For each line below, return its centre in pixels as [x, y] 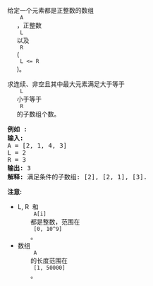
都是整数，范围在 [55, 222]
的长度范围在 [49, 261]
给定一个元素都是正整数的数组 [50, 10]
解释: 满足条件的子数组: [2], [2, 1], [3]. [78, 177]
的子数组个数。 [38, 114]
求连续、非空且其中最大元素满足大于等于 [66, 84]
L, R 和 [28, 207]
